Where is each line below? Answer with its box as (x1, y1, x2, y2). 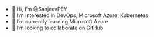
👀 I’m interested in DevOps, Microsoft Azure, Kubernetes (11, 12, 148, 19)
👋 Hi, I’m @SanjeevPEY (11, 6, 67, 12)
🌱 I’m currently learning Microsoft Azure (11, 18, 108, 25)
